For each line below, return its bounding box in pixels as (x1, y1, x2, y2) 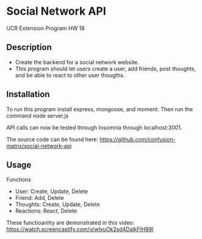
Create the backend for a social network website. (15, 58, 139, 65)
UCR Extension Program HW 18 (6, 24, 85, 32)
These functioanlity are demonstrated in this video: (6, 219, 135, 227)
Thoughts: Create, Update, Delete (15, 200, 100, 208)
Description (6, 42, 52, 53)
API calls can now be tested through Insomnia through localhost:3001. (6, 123, 182, 131)
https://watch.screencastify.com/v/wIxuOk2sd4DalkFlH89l (6, 226, 154, 233)
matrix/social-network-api (6, 142, 72, 149)
